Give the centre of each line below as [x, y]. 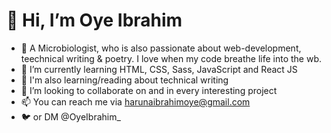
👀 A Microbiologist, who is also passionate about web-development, [161, 48]
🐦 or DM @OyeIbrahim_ [70, 116]
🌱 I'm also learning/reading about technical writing [124, 80]
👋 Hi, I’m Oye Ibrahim [94, 20]
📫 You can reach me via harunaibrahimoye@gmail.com [135, 101]
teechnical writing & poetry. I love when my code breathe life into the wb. [171, 58]
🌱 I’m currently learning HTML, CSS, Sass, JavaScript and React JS [159, 69]
